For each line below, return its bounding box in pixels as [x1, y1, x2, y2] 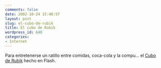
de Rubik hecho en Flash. [5, 57, 56, 64]
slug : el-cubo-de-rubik [5, 21, 54, 26]
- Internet [5, 39, 27, 44]
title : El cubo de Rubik [5, 25, 56, 30]
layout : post [5, 16, 32, 21]
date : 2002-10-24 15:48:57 [5, 12, 60, 17]
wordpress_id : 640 [5, 30, 42, 35]
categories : [5, 35, 29, 40]
